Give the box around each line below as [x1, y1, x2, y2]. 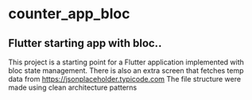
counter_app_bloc [8, 5, 130, 23]
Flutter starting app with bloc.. [8, 37, 162, 50]
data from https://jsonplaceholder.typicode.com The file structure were [8, 75, 241, 83]
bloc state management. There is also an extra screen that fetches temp [8, 66, 244, 75]
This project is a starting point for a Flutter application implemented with [8, 57, 245, 67]
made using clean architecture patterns [8, 83, 138, 92]
